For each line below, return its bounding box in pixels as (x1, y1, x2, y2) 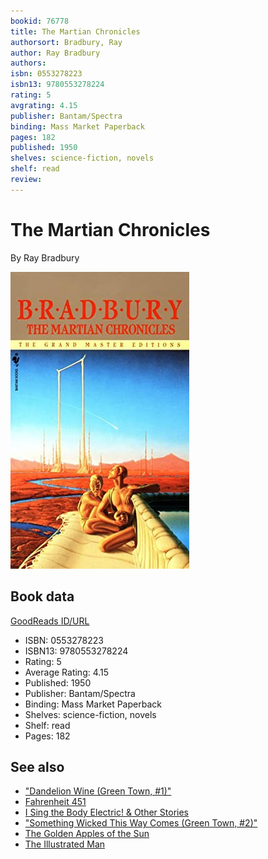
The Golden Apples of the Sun (24, 828, 150, 840)
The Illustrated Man (24, 838, 106, 850)
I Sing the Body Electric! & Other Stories (24, 806, 189, 819)
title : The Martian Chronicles (10, 26, 141, 37)
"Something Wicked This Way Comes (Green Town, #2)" (24, 817, 258, 829)
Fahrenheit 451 (24, 796, 87, 808)
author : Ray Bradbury (10, 48, 101, 58)
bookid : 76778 (10, 16, 70, 26)
